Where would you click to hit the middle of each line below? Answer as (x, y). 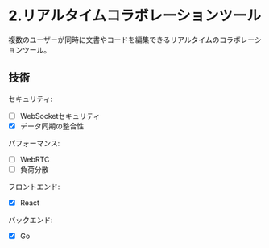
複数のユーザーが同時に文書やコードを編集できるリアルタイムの (114, 40)
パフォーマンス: (34, 143)
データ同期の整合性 (52, 126)
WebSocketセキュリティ (60, 116)
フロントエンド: (34, 187)
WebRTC (35, 159)
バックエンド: (31, 220)
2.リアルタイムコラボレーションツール (135, 16)
